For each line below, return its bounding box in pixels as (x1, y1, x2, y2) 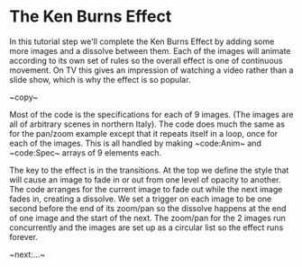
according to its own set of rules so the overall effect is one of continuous (9, 55, 283, 66)
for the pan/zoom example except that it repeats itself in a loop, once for (9, 128, 278, 138)
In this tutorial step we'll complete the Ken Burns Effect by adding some (9, 36, 275, 47)
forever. (9, 231, 39, 242)
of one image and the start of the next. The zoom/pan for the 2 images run (9, 212, 287, 223)
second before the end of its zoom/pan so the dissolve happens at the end (9, 202, 287, 213)
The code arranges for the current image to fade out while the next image (9, 183, 283, 194)
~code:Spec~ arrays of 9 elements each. (9, 147, 162, 158)
